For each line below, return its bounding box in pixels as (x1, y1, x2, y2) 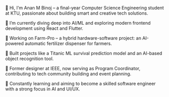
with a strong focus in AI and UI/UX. (5, 86, 80, 92)
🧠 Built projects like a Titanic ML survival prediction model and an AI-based (5, 51, 162, 56)
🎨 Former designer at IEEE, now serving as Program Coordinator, (5, 66, 141, 71)
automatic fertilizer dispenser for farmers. (24, 40, 112, 46)
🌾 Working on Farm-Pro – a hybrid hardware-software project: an (5, 35, 142, 41)
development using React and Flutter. (5, 25, 84, 31)
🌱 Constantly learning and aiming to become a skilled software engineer (5, 81, 156, 86)
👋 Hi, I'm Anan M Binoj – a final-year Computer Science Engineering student (5, 5, 164, 11)
